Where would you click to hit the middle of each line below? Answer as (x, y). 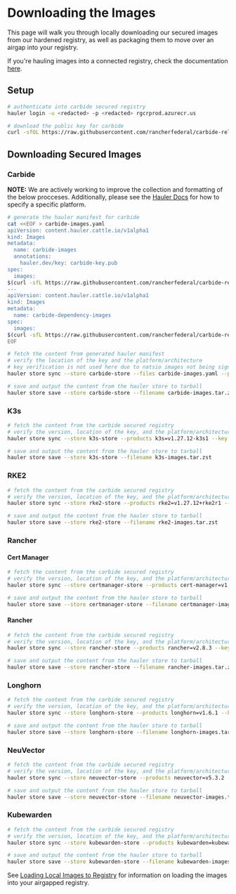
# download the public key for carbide (66, 126)
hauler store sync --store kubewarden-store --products (91, 843)
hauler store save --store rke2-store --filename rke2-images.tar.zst (113, 522)
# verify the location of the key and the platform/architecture (105, 361)
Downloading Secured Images (74, 154)
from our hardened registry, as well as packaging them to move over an (111, 39)
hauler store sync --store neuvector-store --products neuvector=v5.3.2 (116, 777)
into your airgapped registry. (48, 883)
